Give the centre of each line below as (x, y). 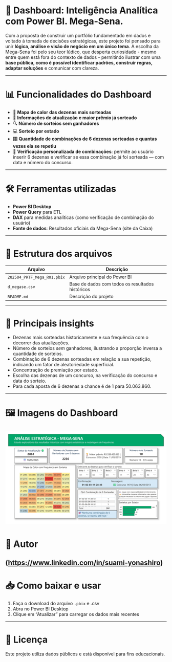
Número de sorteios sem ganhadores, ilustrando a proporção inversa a (87, 348)
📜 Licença (27, 640)
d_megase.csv (21, 287)
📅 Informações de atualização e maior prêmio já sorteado (75, 118)
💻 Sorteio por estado (36, 131)
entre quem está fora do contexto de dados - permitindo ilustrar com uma (83, 57)
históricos (80, 289)
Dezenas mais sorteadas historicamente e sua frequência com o (80, 338)
